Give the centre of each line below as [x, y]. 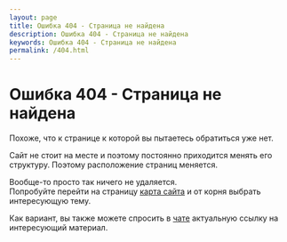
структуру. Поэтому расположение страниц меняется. [113, 165]
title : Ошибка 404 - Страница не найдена [87, 26]
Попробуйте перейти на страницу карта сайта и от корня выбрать [135, 191]
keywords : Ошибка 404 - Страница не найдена [93, 42]
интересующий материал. [59, 228]
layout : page [33, 17]
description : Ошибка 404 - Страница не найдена [99, 34]
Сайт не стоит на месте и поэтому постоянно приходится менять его [141, 156]
